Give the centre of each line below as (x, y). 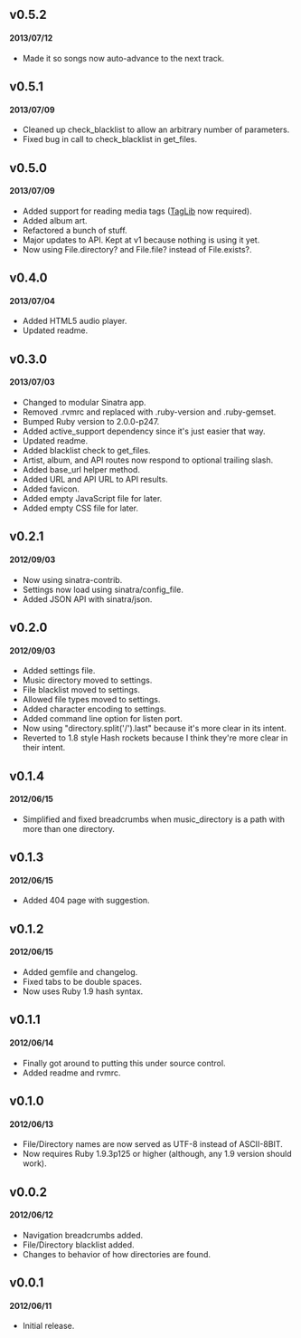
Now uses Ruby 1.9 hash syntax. (83, 991)
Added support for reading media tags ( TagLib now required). (137, 211)
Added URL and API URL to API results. (95, 479)
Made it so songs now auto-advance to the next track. (123, 58)
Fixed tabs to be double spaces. (82, 981)
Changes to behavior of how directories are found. (116, 1254)
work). (34, 1163)
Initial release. (48, 1326)
